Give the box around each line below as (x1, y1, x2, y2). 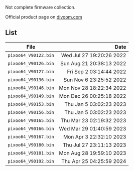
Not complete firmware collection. (5, 5, 76, 10)
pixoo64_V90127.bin (8, 69, 54, 74)
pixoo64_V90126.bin (8, 60, 54, 66)
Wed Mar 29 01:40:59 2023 (59, 125, 126, 132)
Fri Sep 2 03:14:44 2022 (67, 68, 126, 75)
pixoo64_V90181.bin (8, 150, 54, 156)
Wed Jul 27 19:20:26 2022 (61, 52, 126, 59)
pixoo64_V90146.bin (8, 85, 54, 91)
